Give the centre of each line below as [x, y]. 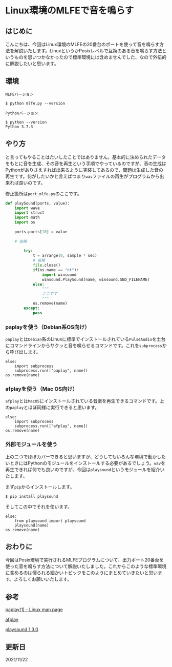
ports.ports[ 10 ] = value [41, 232]
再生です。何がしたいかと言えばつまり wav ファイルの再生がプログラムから [82, 176]
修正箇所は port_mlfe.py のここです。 [44, 193]
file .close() [46, 265]
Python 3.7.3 [19, 127]
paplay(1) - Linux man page [34, 610]
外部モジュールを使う [31, 444]
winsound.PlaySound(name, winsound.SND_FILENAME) [96, 279]
